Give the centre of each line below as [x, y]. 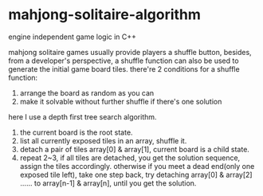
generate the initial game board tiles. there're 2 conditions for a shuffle [124, 69]
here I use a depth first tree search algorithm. [82, 116]
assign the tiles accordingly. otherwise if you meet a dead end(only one [137, 166]
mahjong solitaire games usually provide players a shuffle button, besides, [130, 52]
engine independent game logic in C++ [73, 37]
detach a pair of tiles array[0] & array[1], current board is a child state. [134, 149]
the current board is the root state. [76, 132]
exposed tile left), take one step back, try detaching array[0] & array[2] [136, 174]
